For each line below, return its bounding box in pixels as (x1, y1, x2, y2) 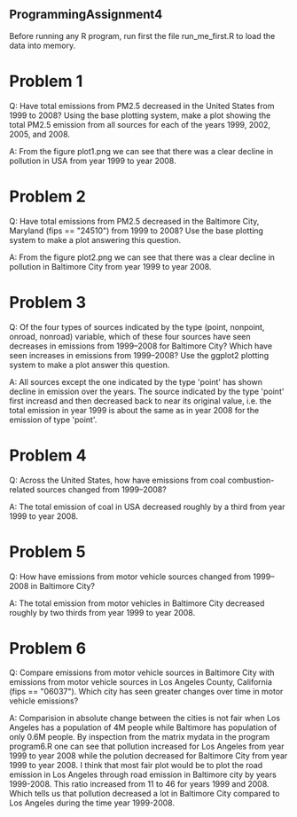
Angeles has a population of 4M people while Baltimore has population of (9, 722, 277, 733)
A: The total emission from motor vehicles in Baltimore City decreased (9, 598, 265, 609)
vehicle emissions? (9, 695, 79, 706)
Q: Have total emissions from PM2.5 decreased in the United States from (9, 100, 275, 111)
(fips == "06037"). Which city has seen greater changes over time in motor (9, 687, 284, 697)
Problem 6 (9, 638, 87, 658)
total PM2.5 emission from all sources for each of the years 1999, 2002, (9, 119, 271, 130)
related (9, 483, 35, 495)
